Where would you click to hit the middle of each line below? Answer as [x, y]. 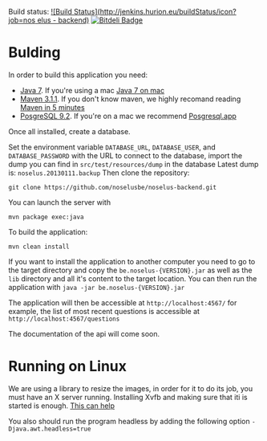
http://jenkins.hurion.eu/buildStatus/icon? [168, 12]
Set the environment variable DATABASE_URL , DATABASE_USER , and [112, 147]
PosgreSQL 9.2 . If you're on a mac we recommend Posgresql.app [128, 116]
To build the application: [48, 231]
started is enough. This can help [61, 406]
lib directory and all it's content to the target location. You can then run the [133, 278]
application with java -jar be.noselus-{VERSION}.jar [97, 287]
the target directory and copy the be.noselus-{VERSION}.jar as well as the [130, 270]
